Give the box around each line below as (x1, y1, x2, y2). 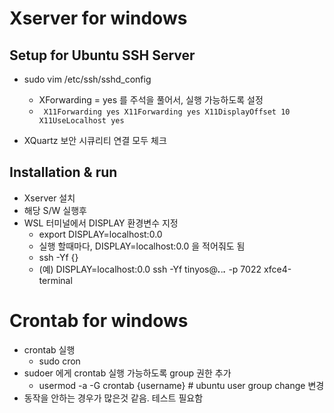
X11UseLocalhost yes (38, 116, 125, 126)
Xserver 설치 (23, 192, 76, 204)
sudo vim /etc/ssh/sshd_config (23, 73, 152, 85)
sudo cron (38, 355, 81, 367)
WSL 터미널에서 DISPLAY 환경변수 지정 (23, 217, 179, 229)
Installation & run (9, 164, 118, 181)
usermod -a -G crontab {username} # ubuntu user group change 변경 (38, 379, 325, 391)
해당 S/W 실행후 (23, 204, 87, 216)
